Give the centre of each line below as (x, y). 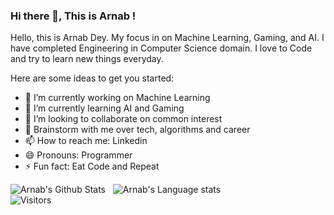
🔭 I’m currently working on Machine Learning (117, 98)
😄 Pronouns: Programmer (78, 155)
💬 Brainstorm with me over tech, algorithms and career (137, 130)
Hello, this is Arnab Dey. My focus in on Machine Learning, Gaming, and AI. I (167, 38)
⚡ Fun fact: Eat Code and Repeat (92, 166)
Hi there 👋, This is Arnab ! (73, 16)
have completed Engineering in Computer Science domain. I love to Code (161, 48)
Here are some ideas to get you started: (92, 78)
